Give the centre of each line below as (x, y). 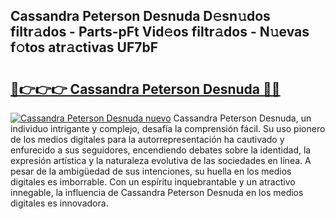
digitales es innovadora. (59, 203)
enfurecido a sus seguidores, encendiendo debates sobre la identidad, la (161, 150)
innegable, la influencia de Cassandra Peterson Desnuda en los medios (157, 192)
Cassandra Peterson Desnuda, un (242, 118)
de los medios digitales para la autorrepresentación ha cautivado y (147, 139)
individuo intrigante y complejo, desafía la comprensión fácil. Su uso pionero (168, 128)
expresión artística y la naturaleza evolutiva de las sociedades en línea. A (161, 160)
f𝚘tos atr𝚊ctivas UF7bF (84, 47)
